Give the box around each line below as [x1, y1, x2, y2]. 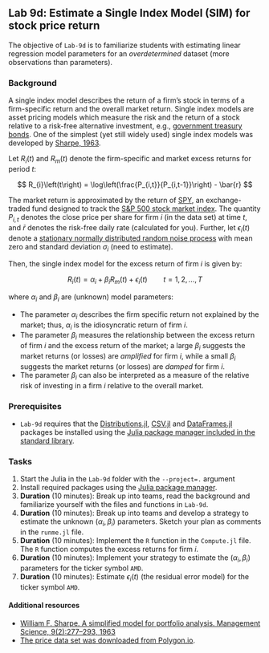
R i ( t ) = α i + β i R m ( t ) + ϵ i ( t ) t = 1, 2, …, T [67, 274, 203, 286]
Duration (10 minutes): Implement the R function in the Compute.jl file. [19, 536, 251, 546]
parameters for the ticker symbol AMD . [19, 563, 144, 573]
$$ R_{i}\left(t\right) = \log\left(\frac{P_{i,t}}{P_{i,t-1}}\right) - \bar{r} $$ [17, 180, 253, 189]
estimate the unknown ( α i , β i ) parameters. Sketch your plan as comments [19, 517, 262, 529]
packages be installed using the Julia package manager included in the [19, 427, 255, 436]
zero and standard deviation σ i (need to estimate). [8, 241, 173, 253]
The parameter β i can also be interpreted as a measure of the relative [19, 370, 250, 382]
